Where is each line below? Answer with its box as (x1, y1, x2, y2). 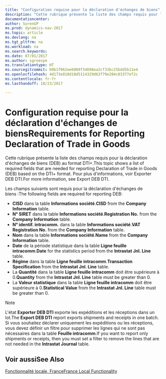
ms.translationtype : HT (5, 63, 54, 67)
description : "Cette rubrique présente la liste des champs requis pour (5, 12, 158, 17)
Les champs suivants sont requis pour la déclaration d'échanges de (5, 186, 143, 191)
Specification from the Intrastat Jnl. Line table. (12, 263, 110, 269)
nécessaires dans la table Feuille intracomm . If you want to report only (5, 330, 148, 336)
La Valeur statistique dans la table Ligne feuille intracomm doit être (12, 279, 152, 285)
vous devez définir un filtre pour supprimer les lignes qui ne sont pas (5, 325, 145, 331)
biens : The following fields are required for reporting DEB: (5, 190, 123, 196)
